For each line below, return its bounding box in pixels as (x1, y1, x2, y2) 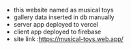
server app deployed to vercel (13, 21, 98, 28)
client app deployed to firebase (13, 27, 102, 36)
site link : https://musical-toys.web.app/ (13, 35, 124, 43)
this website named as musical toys (13, 6, 114, 14)
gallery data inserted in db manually (13, 13, 115, 21)
